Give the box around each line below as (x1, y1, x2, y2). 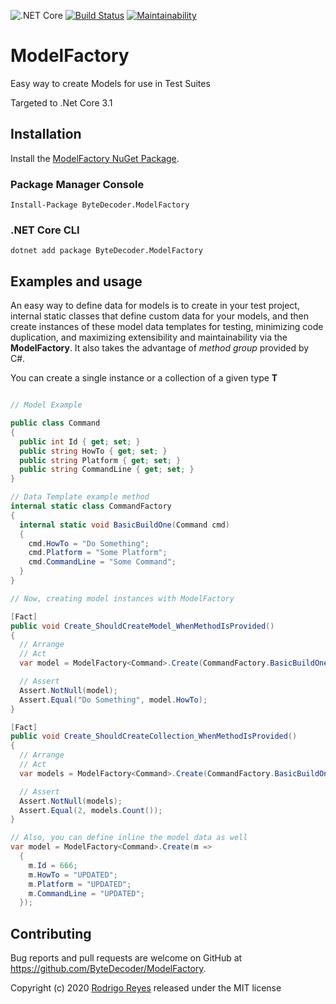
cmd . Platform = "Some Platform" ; (28, 548, 168, 558)
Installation (10, 126, 82, 143)
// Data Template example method (10, 492, 150, 502)
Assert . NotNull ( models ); (19, 796, 123, 806)
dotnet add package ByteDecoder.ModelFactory (10, 246, 203, 256)
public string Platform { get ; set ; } (19, 455, 182, 465)
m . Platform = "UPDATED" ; (28, 879, 132, 889)
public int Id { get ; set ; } (19, 436, 141, 447)
